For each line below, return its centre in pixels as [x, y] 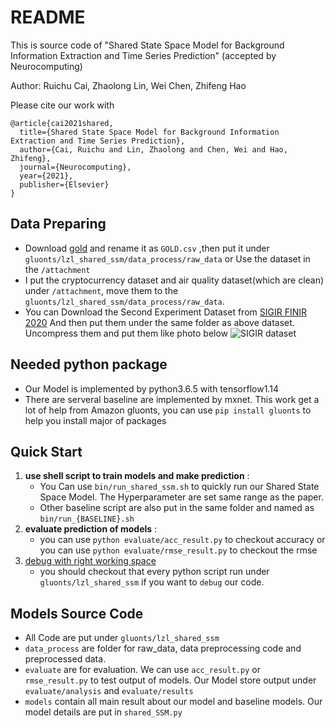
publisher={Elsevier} [64, 184]
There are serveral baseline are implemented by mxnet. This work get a [172, 399]
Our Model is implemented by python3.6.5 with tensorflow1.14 [151, 388]
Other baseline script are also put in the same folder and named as [177, 508]
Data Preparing [58, 224]
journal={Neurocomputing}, [75, 167]
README [48, 17]
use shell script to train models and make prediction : [137, 476]
